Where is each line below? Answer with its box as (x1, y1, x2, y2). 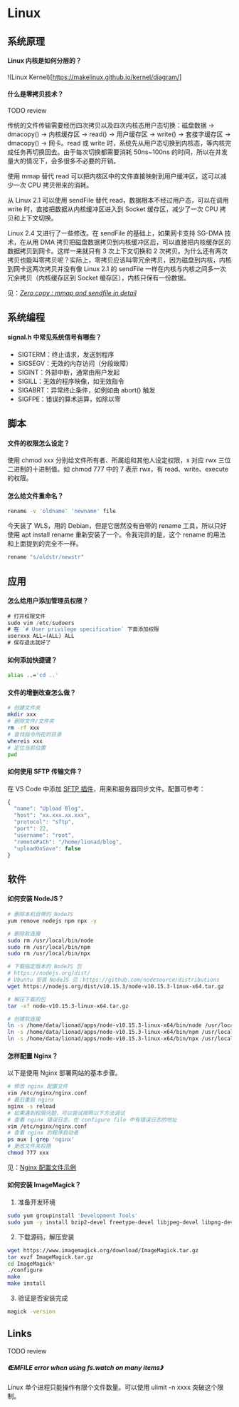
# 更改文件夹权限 (7, 1143, 51, 1150)
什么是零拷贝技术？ (7, 90, 64, 98)
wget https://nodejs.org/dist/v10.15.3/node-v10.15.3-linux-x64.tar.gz (7, 982, 224, 990)
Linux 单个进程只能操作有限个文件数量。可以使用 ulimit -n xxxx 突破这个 (7, 1383, 218, 1391)
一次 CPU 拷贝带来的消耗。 (13, 181, 93, 189)
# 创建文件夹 (7, 704, 41, 711)
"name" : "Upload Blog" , (14, 805, 84, 813)
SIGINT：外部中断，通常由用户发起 (17, 367, 120, 376)
